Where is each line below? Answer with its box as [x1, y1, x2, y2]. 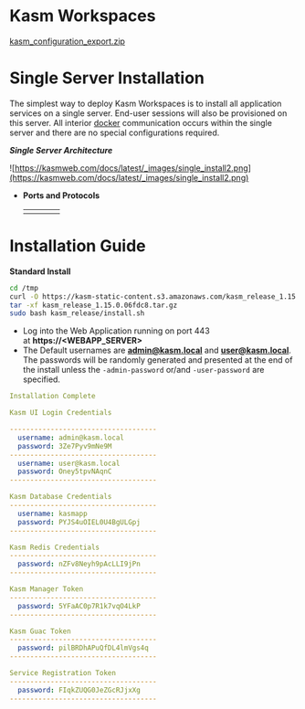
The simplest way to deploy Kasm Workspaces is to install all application [9, 98, 282, 109]
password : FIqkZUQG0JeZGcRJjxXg [17, 685, 142, 694]
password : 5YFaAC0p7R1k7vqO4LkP [17, 601, 142, 610]
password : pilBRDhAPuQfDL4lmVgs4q [17, 643, 149, 653]
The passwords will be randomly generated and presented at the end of [22, 354, 293, 365]
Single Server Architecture [9, 144, 113, 155]
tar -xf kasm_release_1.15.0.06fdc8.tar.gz [9, 301, 178, 310]
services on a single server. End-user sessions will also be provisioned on [9, 107, 288, 119]
